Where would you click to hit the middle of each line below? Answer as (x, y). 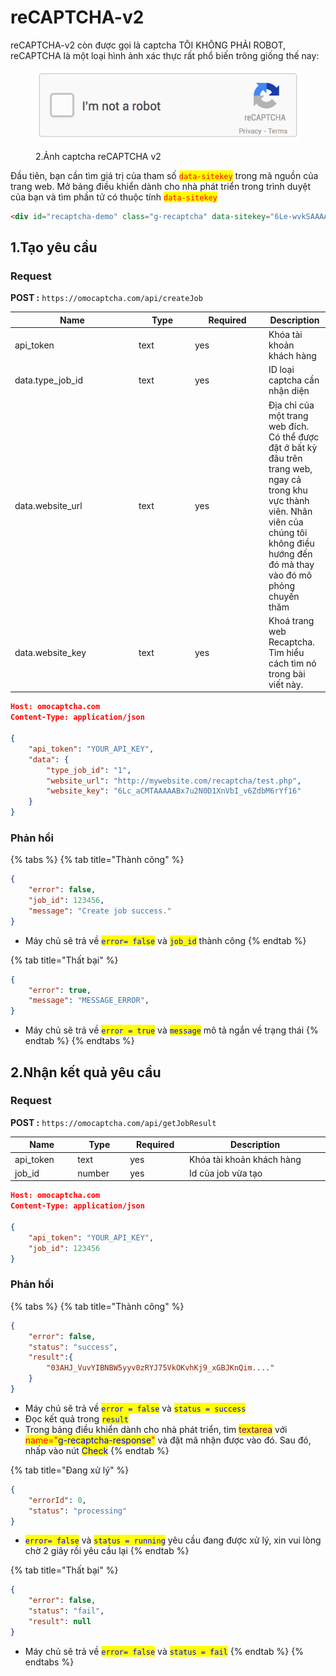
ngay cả (285, 479)
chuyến (284, 596)
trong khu (288, 490)
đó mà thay (291, 564)
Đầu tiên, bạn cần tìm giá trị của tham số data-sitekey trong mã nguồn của (164, 175)
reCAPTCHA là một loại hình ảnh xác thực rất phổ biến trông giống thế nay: (165, 55)
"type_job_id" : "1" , (89, 770)
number (93, 1173)
